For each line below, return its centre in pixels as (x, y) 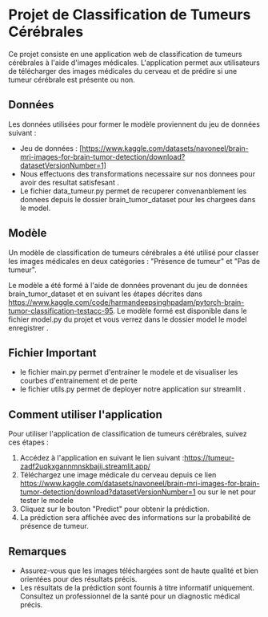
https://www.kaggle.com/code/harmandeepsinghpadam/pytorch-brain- (126, 302)
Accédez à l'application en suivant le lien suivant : (102, 458)
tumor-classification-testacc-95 (61, 311)
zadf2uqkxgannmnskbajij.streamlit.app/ (85, 466)
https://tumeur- (209, 458)
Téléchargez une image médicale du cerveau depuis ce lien (118, 475)
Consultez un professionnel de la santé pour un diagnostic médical (130, 596)
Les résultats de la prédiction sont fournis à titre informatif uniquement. (137, 588)
